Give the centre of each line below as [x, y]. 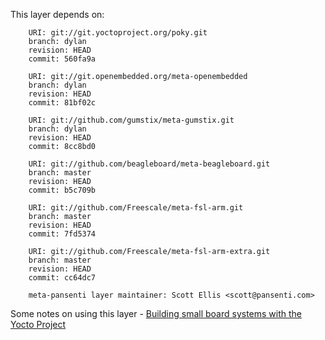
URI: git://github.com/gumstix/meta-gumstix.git [131, 120]
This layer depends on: [57, 14]
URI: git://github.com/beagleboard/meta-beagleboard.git [149, 164]
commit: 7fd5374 [62, 234]
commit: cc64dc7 [62, 278]
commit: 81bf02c [62, 103]
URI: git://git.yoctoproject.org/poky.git [118, 33]
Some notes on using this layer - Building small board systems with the [156, 313]
